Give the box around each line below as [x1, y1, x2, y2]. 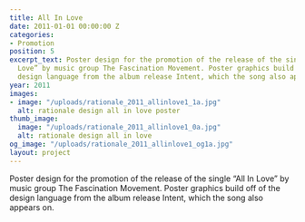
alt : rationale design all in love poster [17, 106, 181, 115]
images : [9, 89, 39, 98]
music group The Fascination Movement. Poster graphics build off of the [9, 182, 281, 193]
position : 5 [9, 47, 54, 56]
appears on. [9, 201, 54, 213]
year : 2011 [9, 81, 51, 90]
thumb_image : [9, 114, 59, 123]
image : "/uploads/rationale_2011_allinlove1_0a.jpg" [17, 123, 221, 132]
